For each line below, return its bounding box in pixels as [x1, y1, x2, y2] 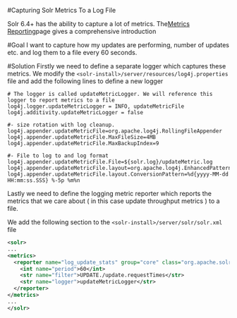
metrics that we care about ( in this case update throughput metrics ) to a [7, 197, 220, 205]
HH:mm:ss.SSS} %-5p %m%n [7, 177, 80, 184]
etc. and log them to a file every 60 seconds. [7, 49, 138, 56]
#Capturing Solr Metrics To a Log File [7, 6, 116, 14]
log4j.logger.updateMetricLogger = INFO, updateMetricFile [7, 103, 185, 110]
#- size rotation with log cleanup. [7, 121, 115, 128]
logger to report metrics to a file [7, 97, 115, 104]
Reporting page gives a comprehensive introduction [7, 27, 157, 35]
